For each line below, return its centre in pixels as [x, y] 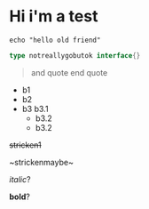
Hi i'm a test [54, 16]
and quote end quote [69, 72]
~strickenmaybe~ [41, 162]
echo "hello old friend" [55, 40]
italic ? [20, 179]
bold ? [20, 197]
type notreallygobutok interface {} [75, 55]
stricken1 [25, 145]
